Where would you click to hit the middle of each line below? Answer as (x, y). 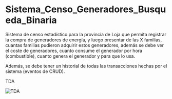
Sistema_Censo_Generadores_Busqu (86, 9)
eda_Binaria (31, 20)
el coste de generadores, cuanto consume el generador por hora (74, 51)
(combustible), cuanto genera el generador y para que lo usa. (70, 56)
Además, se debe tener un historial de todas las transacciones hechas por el (86, 66)
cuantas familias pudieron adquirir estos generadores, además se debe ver (85, 45)
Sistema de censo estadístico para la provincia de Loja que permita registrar (86, 34)
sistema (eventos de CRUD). (35, 71)
